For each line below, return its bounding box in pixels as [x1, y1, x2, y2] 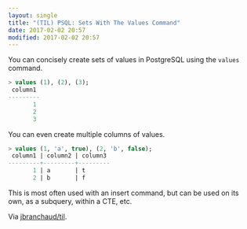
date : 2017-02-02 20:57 [8, 26, 86, 34]
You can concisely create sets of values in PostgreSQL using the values [8, 55, 240, 65]
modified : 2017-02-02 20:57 [8, 33, 100, 42]
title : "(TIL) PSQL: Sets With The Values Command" [8, 19, 180, 27]
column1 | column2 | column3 [11, 152, 107, 160]
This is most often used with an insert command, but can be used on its [8, 188, 239, 198]
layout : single [8, 11, 58, 20]
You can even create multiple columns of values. [8, 129, 165, 139]
